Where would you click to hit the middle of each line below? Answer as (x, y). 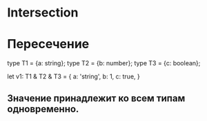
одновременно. (43, 109)
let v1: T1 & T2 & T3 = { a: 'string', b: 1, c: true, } (73, 76)
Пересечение (48, 44)
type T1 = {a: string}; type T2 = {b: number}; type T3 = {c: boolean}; (104, 63)
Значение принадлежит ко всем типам (96, 98)
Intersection (43, 13)
